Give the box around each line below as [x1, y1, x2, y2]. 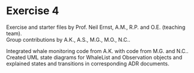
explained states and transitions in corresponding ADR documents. [6, 60, 170, 67]
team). [6, 29, 23, 36]
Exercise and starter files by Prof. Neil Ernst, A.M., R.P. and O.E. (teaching [6, 24, 186, 31]
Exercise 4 [6, 4, 59, 18]
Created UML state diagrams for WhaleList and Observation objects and [6, 54, 183, 61]
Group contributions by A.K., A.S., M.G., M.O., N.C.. [6, 36, 131, 43]
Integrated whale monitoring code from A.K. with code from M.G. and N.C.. [6, 47, 189, 54]
